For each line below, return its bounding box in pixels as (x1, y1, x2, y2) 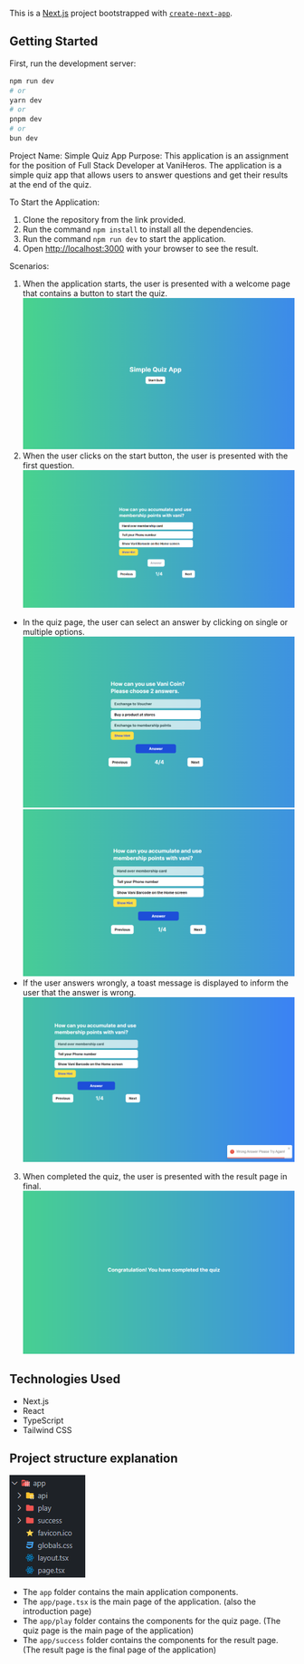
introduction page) (22, 1606, 92, 1617)
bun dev (9, 134, 39, 143)
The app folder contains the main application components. (22, 1587, 239, 1598)
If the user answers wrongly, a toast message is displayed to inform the (22, 977, 290, 988)
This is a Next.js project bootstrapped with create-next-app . (9, 8, 233, 18)
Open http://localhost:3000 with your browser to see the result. (22, 243, 260, 254)
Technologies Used (9, 1371, 120, 1387)
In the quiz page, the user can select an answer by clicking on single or (22, 616, 289, 628)
